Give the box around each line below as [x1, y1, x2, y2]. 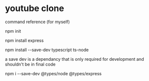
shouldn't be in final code [5, 61, 56, 67]
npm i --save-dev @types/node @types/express [5, 70, 102, 76]
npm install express [5, 37, 44, 43]
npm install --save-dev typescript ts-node [5, 47, 89, 53]
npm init [5, 28, 21, 34]
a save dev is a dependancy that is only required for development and [5, 56, 144, 62]
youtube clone [5, 3, 64, 14]
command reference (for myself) [5, 19, 70, 25]
